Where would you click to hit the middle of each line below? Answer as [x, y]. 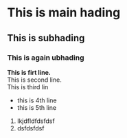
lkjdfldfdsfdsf [36, 121]
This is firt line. [29, 72]
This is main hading [64, 13]
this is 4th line [37, 100]
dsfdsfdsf [31, 128]
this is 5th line [37, 107]
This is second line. [34, 80]
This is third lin [28, 87]
